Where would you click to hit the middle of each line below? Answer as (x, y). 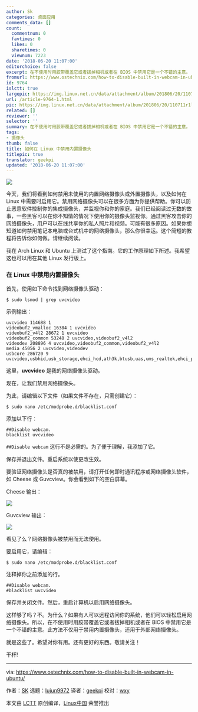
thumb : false (22, 143)
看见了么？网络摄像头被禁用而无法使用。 (55, 539)
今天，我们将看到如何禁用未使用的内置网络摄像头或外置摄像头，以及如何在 (96, 194)
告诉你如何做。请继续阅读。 (50, 238)
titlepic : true (25, 154)
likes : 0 (22, 45)
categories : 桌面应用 (31, 17)
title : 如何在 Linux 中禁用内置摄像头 (49, 149)
